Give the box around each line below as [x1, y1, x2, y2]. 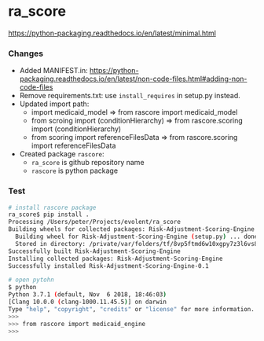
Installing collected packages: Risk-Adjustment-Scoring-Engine [8, 255, 223, 262]
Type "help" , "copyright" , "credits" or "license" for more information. [8, 305, 255, 313]
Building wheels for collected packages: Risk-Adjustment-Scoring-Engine [8, 225, 255, 233]
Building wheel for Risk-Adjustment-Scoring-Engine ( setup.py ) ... [15, 233, 241, 241]
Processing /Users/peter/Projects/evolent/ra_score [8, 218, 181, 226]
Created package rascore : [19, 149, 104, 159]
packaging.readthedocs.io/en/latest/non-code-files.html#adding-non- [19, 74, 247, 84]
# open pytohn [8, 276, 55, 284]
